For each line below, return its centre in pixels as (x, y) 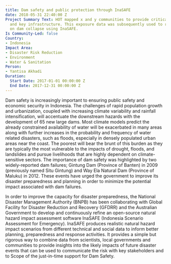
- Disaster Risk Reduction (34, 52)
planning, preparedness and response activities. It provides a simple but (81, 234)
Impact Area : (19, 48)
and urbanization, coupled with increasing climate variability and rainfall (81, 111)
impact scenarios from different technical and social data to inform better (82, 229)
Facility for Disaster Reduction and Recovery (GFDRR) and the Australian (81, 207)
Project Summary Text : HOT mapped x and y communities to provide (77, 19)
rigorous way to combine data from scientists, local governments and (78, 240)
